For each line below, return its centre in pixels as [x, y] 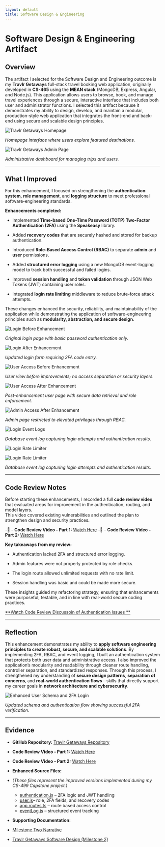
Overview [20, 67]
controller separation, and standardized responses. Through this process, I [81, 670]
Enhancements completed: [33, 211]
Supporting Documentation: [41, 820]
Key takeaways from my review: [39, 544]
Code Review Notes [36, 487]
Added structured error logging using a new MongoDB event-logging [83, 265]
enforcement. [19, 401]
